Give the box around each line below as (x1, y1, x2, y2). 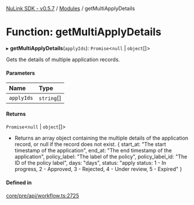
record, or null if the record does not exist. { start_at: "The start (14, 141, 167, 148)
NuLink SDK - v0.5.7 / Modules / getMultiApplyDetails (6, 5, 136, 12)
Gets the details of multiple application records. (6, 55, 120, 63)
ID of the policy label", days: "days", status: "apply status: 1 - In (14, 159, 167, 166)
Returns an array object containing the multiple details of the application (14, 134, 189, 142)
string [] (39, 94, 62, 102)
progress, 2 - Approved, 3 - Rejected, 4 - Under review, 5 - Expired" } (14, 166, 182, 173)
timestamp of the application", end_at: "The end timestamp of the (14, 147, 172, 154)
